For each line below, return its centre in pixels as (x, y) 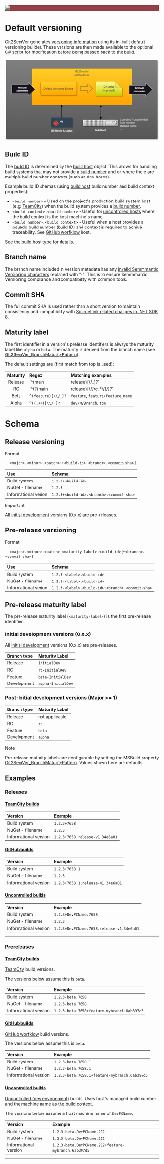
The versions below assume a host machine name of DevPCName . (69, 1113)
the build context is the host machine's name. (58, 216)
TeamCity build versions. (30, 969)
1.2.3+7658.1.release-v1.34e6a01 (88, 883)
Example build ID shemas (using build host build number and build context (80, 186)
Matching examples (91, 375)
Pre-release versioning (41, 530)
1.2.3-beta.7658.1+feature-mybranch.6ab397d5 (101, 1076)
